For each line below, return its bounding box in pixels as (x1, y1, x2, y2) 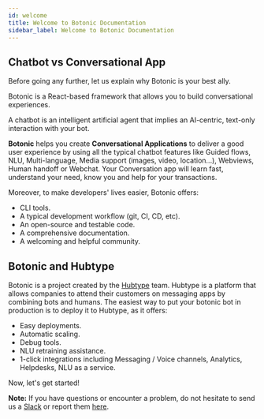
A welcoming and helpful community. (19, 237, 140, 246)
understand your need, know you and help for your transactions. (8, 173, 218, 182)
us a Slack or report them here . (8, 402, 109, 411)
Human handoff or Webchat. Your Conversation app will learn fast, (8, 164, 224, 174)
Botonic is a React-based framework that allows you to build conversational (8, 92, 254, 101)
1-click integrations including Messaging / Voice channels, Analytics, (19, 354, 243, 364)
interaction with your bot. (8, 124, 90, 133)
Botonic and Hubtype (8, 260, 115, 273)
